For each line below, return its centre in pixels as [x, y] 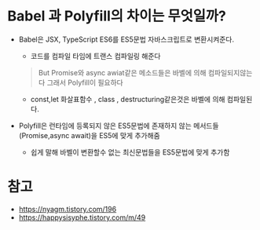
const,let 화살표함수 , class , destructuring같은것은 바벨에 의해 [128, 99]
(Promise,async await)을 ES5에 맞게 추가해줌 [89, 135]
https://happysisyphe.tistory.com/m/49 [82, 217]
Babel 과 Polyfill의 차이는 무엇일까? [117, 16]
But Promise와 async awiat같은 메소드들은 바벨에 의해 [122, 72]
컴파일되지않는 [230, 72]
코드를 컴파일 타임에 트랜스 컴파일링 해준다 [96, 56]
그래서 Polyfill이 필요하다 [85, 82]
